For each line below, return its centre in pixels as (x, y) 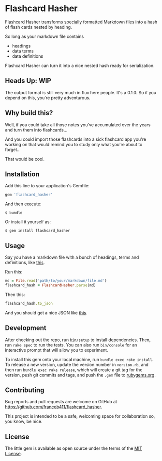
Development (26, 328)
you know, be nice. (24, 421)
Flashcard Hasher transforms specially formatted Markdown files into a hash (81, 22)
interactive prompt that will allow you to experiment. (57, 350)
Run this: (14, 272)
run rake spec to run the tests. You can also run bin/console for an (71, 345)
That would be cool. (25, 159)
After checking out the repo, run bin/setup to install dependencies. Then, (78, 340)
